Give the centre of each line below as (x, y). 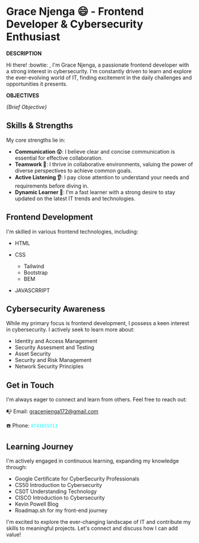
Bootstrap (36, 272)
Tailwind (34, 266)
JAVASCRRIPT (32, 290)
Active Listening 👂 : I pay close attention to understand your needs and (102, 177)
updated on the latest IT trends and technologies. (75, 198)
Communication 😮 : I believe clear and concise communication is (95, 151)
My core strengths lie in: (36, 140)
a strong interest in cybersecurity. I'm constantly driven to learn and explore (99, 71)
